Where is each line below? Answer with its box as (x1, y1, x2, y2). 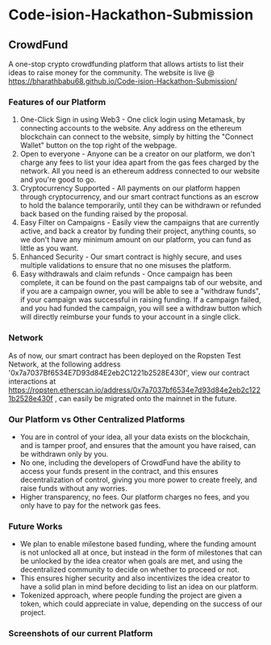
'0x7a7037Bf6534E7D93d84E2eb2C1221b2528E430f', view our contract (8, 367, 250, 377)
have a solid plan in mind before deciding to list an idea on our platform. (19, 582, 259, 592)
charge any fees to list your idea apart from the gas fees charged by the (19, 157, 260, 167)
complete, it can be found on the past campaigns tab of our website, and (19, 278, 263, 287)
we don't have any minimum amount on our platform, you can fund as (19, 235, 252, 245)
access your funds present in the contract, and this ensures (19, 466, 219, 475)
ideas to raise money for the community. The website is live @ (8, 68, 215, 77)
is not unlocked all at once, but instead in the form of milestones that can (19, 547, 262, 558)
